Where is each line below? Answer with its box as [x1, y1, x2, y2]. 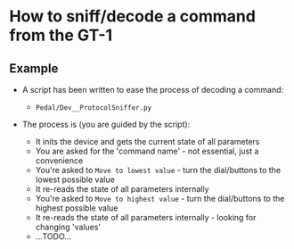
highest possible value [35, 203, 118, 213]
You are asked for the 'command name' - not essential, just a [35, 145, 259, 156]
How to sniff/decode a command [9, 6, 257, 27]
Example [9, 61, 59, 76]
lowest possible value [35, 174, 116, 185]
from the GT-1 [9, 25, 113, 46]
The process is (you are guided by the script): [21, 119, 191, 129]
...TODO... [35, 231, 71, 242]
